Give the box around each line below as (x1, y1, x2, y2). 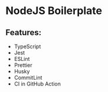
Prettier (14, 62, 32, 69)
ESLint (14, 56, 30, 62)
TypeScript (14, 43, 41, 50)
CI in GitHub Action (14, 80, 61, 87)
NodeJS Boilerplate (5, 4, 103, 18)
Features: (5, 28, 42, 38)
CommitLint (14, 74, 42, 81)
